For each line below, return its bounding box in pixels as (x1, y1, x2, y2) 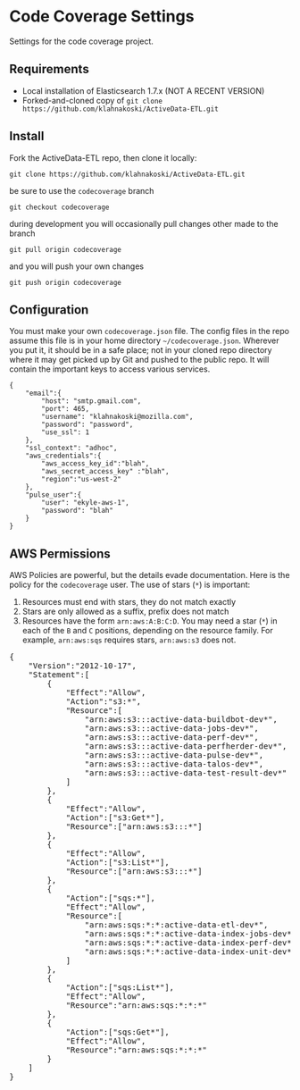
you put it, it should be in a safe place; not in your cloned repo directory (9, 345, 272, 356)
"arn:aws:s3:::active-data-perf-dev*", (84, 733, 259, 742)
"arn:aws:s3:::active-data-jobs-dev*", (84, 724, 259, 734)
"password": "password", (41, 420, 134, 430)
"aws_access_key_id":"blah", (41, 459, 150, 468)
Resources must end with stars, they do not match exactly (21, 597, 237, 608)
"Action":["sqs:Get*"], (65, 1027, 170, 1037)
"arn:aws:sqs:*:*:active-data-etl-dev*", (84, 920, 269, 930)
